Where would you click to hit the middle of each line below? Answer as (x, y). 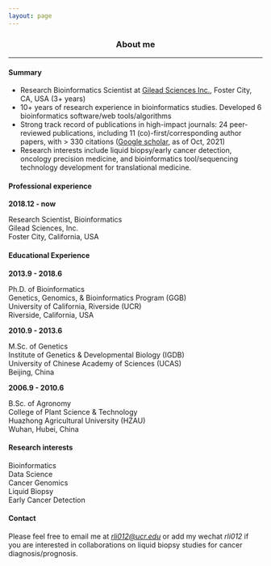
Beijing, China (31, 372)
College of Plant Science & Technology (73, 412)
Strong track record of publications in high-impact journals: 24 (124, 125)
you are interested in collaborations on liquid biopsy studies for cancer (125, 545)
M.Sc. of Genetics (38, 346)
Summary (25, 72)
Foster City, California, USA (54, 237)
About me (135, 44)
